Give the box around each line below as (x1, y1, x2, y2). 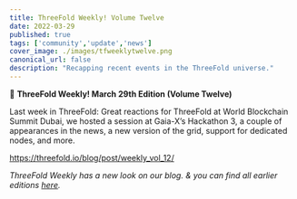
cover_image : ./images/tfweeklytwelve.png (9, 47, 173, 56)
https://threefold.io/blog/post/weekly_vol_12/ (9, 152, 174, 163)
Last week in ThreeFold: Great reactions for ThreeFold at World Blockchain (9, 106, 289, 117)
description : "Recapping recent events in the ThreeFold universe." (9, 64, 274, 73)
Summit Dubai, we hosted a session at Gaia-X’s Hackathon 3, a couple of (9, 115, 282, 127)
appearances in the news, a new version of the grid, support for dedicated (9, 125, 288, 136)
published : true (9, 30, 71, 39)
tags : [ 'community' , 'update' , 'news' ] (9, 38, 153, 48)
